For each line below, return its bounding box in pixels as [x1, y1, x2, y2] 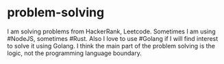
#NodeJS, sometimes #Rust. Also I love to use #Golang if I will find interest [7, 34, 219, 42]
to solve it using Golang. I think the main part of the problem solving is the [7, 42, 216, 50]
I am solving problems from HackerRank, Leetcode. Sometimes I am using [7, 27, 216, 35]
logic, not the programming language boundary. [7, 49, 142, 57]
